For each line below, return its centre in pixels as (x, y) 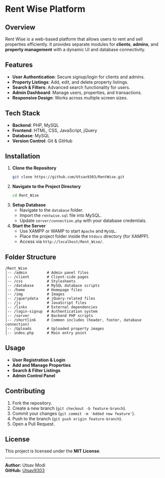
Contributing (25, 391)
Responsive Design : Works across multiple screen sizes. (70, 97)
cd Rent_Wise (26, 195)
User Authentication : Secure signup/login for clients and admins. (78, 77)
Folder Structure (31, 257)
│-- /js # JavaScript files (46, 303)
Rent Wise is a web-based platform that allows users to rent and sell (74, 39)
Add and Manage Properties (41, 365)
